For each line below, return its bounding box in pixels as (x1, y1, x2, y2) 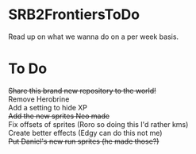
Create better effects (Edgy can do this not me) (8, 128, 163, 137)
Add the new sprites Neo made (8, 111, 110, 121)
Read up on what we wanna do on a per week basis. (8, 32, 179, 41)
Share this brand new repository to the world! (8, 86, 156, 95)
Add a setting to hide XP (8, 102, 88, 112)
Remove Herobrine (8, 94, 70, 104)
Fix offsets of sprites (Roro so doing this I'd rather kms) (8, 119, 189, 129)
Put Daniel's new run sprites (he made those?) (8, 137, 159, 146)
